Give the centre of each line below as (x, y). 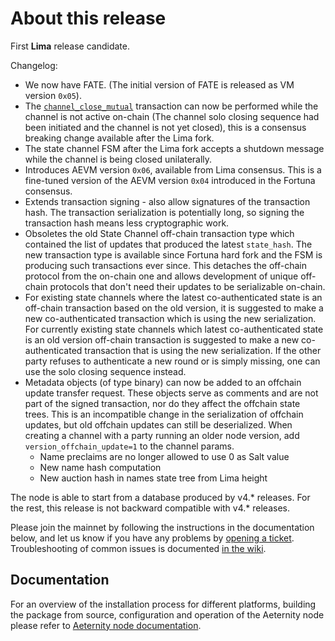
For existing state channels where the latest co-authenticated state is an (173, 297)
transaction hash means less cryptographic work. (127, 223)
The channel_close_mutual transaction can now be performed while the (171, 106)
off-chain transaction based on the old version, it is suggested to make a (174, 308)
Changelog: (34, 65)
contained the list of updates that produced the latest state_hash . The (168, 244)
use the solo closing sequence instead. (105, 371)
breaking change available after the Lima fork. (119, 138)
